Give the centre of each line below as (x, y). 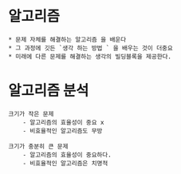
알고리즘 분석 (49, 91)
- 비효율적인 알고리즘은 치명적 (65, 163)
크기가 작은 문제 (31, 114)
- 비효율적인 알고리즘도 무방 (63, 131)
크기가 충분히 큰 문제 (38, 146)
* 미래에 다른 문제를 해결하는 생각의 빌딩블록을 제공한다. (90, 57)
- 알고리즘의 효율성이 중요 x (63, 122)
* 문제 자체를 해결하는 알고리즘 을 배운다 (67, 40)
